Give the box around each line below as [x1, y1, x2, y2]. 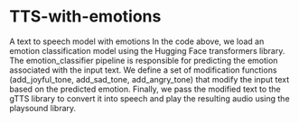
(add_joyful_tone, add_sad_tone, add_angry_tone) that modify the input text [9, 74, 290, 84]
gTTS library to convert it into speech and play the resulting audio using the [9, 92, 291, 104]
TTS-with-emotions [9, 6, 162, 27]
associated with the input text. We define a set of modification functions [9, 65, 277, 75]
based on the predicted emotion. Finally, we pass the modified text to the [9, 83, 282, 94]
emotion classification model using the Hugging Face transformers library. [9, 45, 285, 56]
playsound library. [9, 102, 77, 113]
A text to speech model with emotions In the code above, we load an [9, 36, 265, 47]
